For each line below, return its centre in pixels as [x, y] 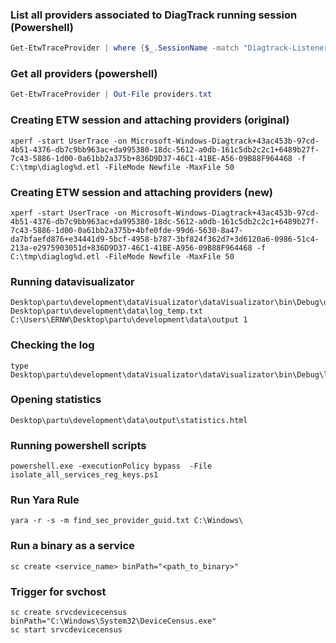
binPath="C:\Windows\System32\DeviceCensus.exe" [113, 621]
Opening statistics [56, 400]
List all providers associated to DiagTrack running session [154, 15]
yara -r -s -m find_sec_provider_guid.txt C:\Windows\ [127, 521]
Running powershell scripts [78, 445]
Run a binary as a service [72, 546]
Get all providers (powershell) [84, 74]
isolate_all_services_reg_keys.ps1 [84, 475]
